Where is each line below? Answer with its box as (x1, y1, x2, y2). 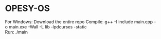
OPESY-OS (5, 3, 50, 14)
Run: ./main (5, 29, 28, 35)
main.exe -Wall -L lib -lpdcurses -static (9, 24, 87, 29)
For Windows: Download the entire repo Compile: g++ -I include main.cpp (5, 19, 153, 25)
